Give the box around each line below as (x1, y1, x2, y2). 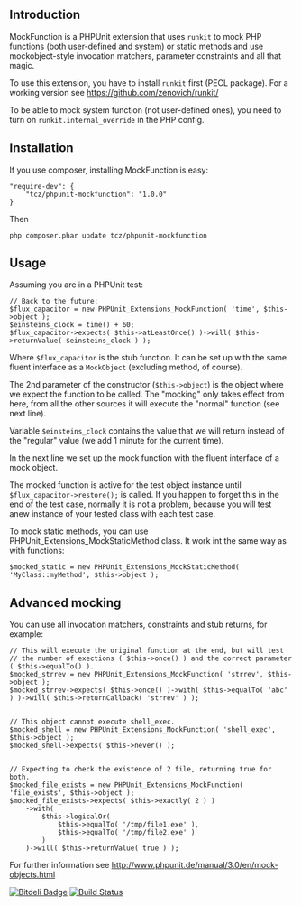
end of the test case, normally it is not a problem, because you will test (9, 499, 272, 509)
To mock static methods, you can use (9, 526, 149, 537)
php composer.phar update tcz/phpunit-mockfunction (9, 230, 207, 240)
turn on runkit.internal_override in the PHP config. (9, 114, 205, 125)
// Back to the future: (9, 297, 99, 306)
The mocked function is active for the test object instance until (9, 480, 242, 490)
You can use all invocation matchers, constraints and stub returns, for (9, 619, 268, 630)
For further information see (9, 860, 110, 871)
